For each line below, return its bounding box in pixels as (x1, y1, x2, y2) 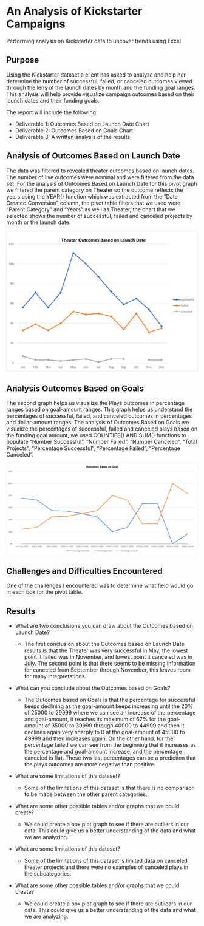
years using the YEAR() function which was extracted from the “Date (6, 192, 178, 200)
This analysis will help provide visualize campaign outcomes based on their (6, 90, 195, 98)
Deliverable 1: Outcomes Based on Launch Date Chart (15, 120, 150, 128)
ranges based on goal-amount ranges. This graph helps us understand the (6, 406, 193, 413)
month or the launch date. (6, 219, 71, 226)
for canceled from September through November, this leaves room (24, 666, 191, 673)
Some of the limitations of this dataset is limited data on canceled (24, 857, 188, 865)
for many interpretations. (24, 673, 87, 680)
